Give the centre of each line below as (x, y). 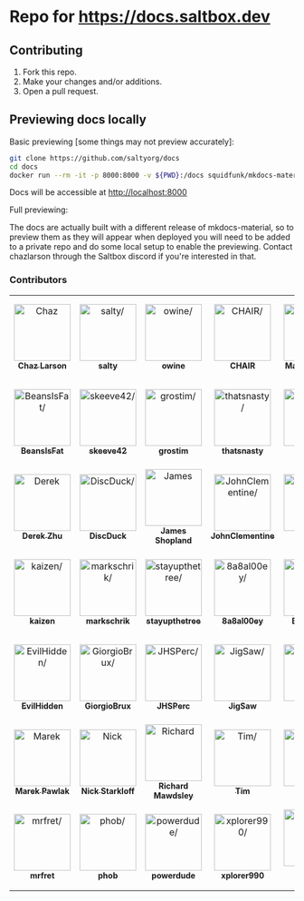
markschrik (108, 621)
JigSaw (243, 706)
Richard (173, 786)
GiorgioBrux (108, 706)
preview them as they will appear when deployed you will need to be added (150, 237)
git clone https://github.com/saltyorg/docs (95, 158)
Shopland (174, 541)
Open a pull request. (61, 91)
